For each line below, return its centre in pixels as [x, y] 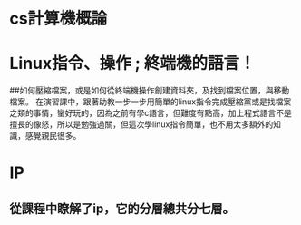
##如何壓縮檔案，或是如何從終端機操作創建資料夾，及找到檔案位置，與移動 [150, 91]
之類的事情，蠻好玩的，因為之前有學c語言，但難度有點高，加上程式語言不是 [150, 113]
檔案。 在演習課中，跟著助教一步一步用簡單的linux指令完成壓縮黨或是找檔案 [150, 102]
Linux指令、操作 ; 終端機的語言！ [132, 64]
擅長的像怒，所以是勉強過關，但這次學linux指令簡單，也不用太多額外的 [141, 124]
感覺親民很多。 [53, 136]
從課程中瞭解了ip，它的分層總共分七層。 [122, 208]
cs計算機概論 [58, 19]
